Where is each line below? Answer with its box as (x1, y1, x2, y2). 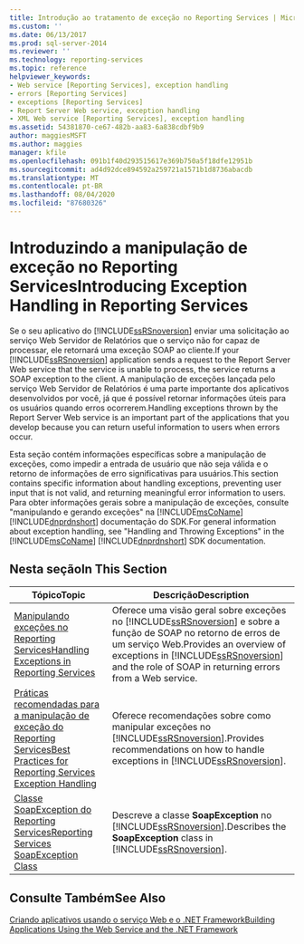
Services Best (14, 743, 71, 756)
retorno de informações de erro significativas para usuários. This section (9, 467, 279, 478)
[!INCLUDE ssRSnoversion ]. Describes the (111, 820, 287, 833)
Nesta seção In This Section (9, 562, 167, 577)
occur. (9, 431, 33, 442)
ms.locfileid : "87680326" (9, 198, 107, 208)
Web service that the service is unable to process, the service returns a (9, 363, 276, 374)
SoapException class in (111, 831, 214, 843)
